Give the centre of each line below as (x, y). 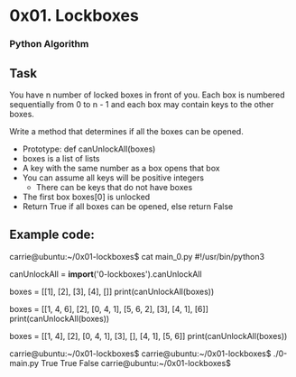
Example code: (52, 235)
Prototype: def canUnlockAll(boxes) (89, 149)
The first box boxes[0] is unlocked (86, 197)
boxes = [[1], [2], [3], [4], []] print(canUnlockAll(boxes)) (112, 291)
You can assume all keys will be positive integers (113, 178)
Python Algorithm (49, 44)
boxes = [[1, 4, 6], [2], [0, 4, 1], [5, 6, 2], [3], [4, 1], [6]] (109, 308)
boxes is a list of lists (61, 158)
